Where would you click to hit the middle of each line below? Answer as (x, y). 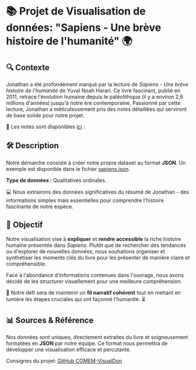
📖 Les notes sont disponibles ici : (45, 127)
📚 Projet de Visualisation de (76, 11)
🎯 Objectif (24, 225)
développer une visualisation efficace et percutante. (69, 350)
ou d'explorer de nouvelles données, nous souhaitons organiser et (85, 251)
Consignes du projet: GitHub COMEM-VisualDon (64, 361)
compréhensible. (26, 264)
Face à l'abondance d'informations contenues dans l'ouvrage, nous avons (95, 275)
